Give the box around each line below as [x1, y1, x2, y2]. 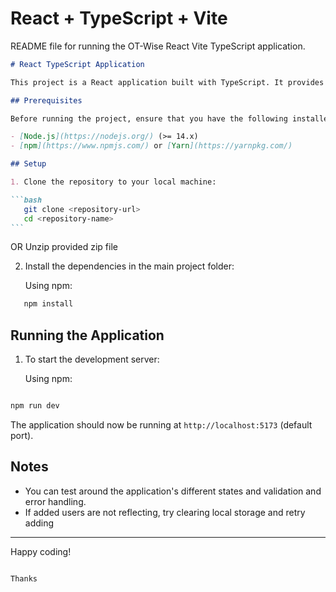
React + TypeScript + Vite [10, 7, 228, 30]
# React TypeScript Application [10, 59, 145, 69]
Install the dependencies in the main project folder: [24, 260, 235, 272]
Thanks [10, 573, 38, 584]
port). [10, 430, 34, 441]
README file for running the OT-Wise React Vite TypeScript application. [10, 40, 306, 52]
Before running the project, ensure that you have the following [10, 113, 288, 124]
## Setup [10, 159, 47, 169]
